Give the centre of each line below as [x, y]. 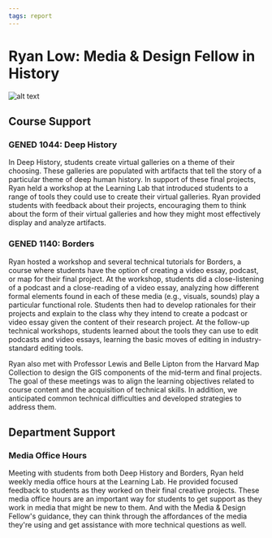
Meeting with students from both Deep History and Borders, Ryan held [126, 473]
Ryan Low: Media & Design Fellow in [132, 56]
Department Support [62, 432]
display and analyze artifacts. [58, 223]
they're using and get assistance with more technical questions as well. [128, 525]
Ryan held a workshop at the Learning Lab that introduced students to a [129, 189]
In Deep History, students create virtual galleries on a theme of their [122, 163]
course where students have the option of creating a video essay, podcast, [134, 270]
